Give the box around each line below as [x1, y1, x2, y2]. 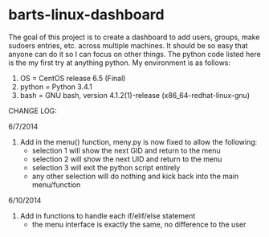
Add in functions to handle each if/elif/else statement [19, 210, 196, 220]
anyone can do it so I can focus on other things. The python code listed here [8, 49, 261, 59]
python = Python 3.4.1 [19, 82, 92, 92]
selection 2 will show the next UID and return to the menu [31, 154, 222, 164]
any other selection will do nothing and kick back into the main [31, 171, 239, 181]
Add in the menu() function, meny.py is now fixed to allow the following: [19, 137, 258, 146]
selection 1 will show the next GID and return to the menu [31, 145, 221, 155]
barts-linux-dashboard [8, 6, 165, 24]
